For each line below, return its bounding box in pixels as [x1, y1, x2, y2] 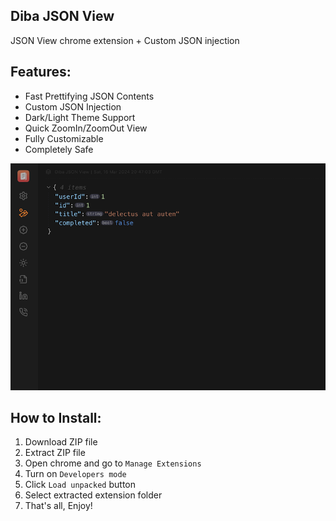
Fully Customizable [24, 132, 104, 144]
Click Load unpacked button [24, 479, 136, 491]
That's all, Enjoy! [24, 500, 93, 512]
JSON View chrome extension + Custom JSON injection [10, 34, 240, 46]
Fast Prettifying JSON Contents [24, 90, 155, 102]
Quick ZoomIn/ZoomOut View [24, 122, 148, 134]
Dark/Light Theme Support [24, 111, 136, 123]
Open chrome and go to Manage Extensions [24, 457, 202, 469]
